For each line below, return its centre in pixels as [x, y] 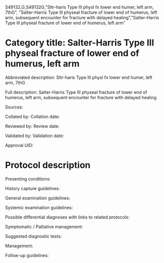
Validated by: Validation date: [34, 136]
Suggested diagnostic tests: [33, 236]
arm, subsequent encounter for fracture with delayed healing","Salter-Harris [82, 18]
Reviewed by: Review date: [33, 126]
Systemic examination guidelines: [39, 207]
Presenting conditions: [28, 179]
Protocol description [48, 165]
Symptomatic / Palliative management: [44, 226]
